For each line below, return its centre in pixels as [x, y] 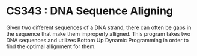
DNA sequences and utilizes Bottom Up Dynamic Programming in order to [98, 40]
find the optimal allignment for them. [51, 46]
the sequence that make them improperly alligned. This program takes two [98, 33]
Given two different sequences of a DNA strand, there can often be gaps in [99, 27]
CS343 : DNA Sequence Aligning [89, 11]
